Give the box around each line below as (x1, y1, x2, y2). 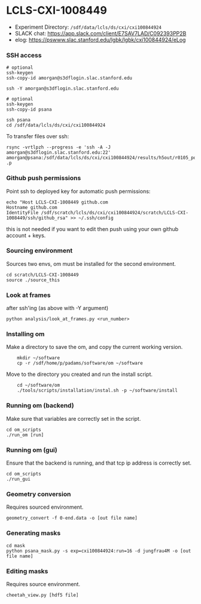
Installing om (6, 330, 45, 338)
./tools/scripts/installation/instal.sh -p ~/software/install (17, 387, 178, 394)
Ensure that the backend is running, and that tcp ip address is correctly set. (6, 459, 192, 467)
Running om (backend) (6, 402, 74, 410)
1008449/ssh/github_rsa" (6, 215, 68, 221)
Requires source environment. (6, 580, 81, 587)
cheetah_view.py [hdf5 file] (6, 592, 79, 598)
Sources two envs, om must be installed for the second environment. (6, 260, 176, 267)
